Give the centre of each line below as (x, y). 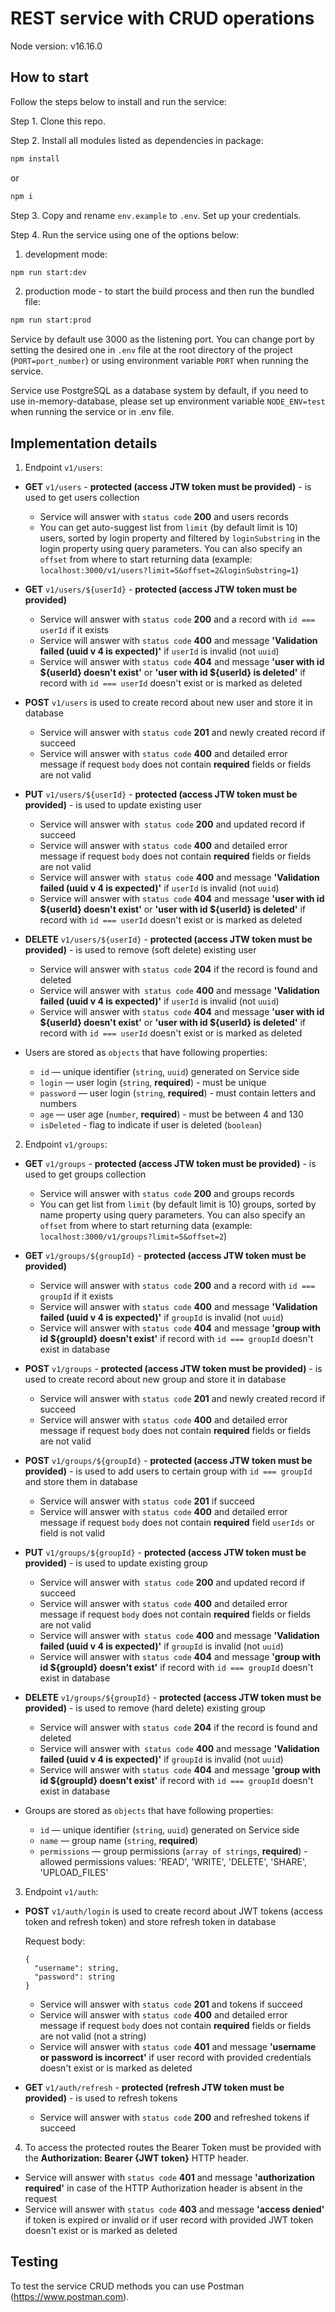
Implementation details (84, 443)
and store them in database (81, 1482)
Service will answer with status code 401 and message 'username (178, 2047)
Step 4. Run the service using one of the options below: (125, 234)
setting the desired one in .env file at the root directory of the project (151, 350)
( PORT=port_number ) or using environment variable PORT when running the (159, 361)
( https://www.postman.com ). (70, 2296)
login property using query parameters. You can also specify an (171, 549)
